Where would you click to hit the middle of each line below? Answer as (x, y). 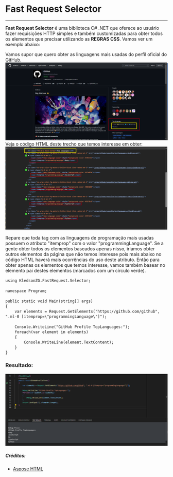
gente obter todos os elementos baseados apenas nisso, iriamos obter (80, 249)
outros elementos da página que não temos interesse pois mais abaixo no (83, 254)
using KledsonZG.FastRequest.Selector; (48, 281)
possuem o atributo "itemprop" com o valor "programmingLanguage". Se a (84, 243)
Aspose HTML (28, 469)
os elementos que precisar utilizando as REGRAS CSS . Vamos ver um (79, 39)
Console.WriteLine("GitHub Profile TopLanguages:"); (72, 327)
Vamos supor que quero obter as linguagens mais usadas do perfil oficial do (86, 54)
